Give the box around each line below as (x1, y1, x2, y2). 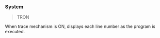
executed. (5, 29, 25, 35)
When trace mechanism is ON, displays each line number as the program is (5, 24, 156, 29)
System (5, 3, 24, 10)
